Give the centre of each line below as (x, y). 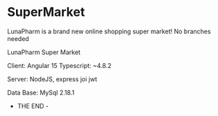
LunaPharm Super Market (44, 52)
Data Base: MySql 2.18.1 (41, 92)
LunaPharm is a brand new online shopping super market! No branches (109, 31)
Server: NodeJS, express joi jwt (52, 79)
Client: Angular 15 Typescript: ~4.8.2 (59, 65)
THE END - (33, 106)
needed (18, 38)
